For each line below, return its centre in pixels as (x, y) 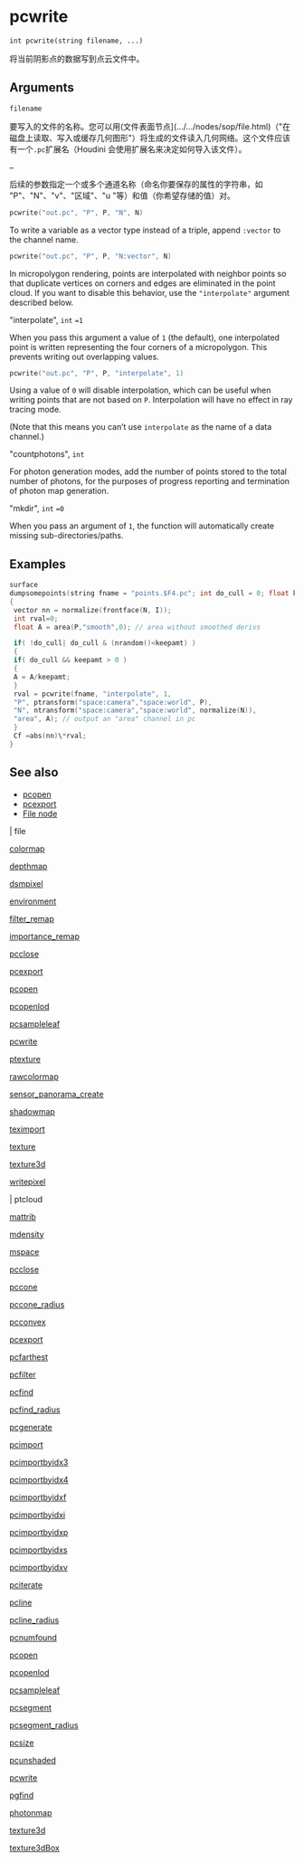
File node (40, 813)
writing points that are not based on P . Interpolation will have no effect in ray (151, 400)
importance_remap (44, 936)
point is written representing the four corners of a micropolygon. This (138, 347)
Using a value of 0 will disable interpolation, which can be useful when (140, 390)
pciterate (26, 1584)
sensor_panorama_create (57, 1094)
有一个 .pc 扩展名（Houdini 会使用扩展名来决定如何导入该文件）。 (128, 149)
